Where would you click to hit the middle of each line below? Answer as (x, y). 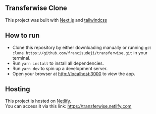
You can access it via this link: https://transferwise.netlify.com (68, 106)
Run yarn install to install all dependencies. (58, 63)
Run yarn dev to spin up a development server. (60, 68)
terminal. (21, 58)
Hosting (18, 89)
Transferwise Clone (36, 8)
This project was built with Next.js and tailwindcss (56, 20)
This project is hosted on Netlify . (38, 101)
